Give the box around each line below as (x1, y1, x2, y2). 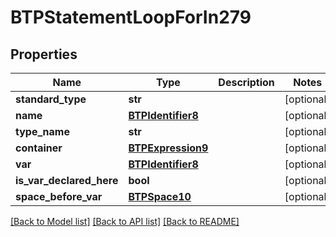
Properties (10, 46, 78, 63)
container (15, 141, 63, 155)
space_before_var (15, 190, 103, 203)
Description (218, 76, 275, 89)
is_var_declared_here (15, 174, 119, 187)
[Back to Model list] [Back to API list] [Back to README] (10, 216, 240, 227)
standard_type (15, 92, 87, 106)
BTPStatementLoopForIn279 (10, 6, 252, 29)
